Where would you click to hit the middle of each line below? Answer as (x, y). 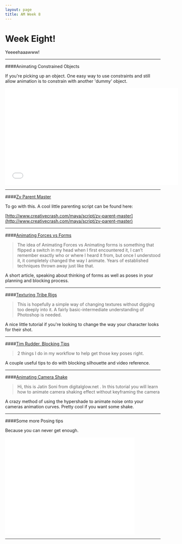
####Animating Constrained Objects (42, 67)
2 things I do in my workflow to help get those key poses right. (80, 354)
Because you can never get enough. (42, 431)
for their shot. (19, 330)
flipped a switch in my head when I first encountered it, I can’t (80, 250)
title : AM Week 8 (23, 14)
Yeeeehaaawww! (22, 52)
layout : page (18, 10)
